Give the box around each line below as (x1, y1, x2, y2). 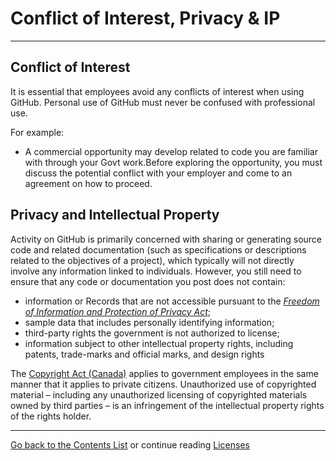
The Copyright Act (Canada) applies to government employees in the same (10, 367, 319, 379)
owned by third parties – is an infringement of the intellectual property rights (10, 399, 325, 411)
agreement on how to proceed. (24, 177, 153, 189)
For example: (10, 126, 65, 138)
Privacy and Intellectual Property (10, 207, 220, 224)
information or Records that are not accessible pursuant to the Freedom (24, 295, 320, 307)
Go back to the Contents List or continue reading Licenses (10, 438, 250, 451)
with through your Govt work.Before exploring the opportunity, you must (24, 156, 323, 168)
